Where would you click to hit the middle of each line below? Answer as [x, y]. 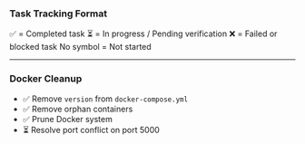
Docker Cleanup [46, 79]
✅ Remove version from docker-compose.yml [105, 99]
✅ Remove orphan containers [78, 109]
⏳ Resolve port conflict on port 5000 [91, 130]
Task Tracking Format [58, 14]
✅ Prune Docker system [68, 119]
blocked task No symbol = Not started [80, 47]
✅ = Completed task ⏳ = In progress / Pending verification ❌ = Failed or [143, 34]
